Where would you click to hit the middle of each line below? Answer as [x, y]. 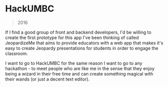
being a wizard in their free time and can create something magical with [79, 73]
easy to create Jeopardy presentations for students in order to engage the [82, 48]
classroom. [17, 53]
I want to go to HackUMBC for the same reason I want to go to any [74, 63]
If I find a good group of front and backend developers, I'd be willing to [78, 32]
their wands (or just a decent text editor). [47, 79]
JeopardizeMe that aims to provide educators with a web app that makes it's [84, 42]
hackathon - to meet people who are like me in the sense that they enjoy [80, 68]
